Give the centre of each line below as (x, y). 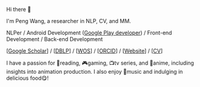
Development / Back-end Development (55, 39)
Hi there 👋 (19, 9)
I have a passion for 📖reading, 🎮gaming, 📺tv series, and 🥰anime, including (100, 63)
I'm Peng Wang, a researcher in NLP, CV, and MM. (69, 21)
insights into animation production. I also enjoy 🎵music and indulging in (95, 72)
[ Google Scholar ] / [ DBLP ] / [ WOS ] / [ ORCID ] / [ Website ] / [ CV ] (85, 51)
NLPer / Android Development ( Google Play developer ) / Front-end (89, 33)
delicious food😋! (27, 78)
